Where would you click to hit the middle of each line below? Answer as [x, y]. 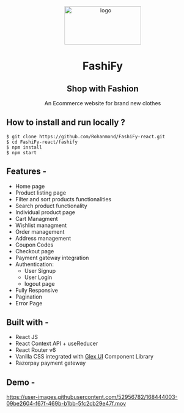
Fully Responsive [36, 290]
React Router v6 [35, 350]
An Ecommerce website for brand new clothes [103, 103]
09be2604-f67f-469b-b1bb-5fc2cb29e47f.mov [66, 404]
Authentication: [34, 264]
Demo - [21, 382]
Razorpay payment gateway [50, 363]
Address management [43, 238]
